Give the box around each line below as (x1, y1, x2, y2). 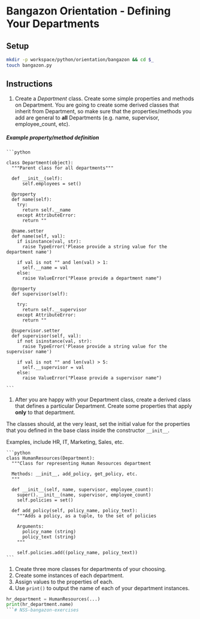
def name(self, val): (11, 233, 66, 239)
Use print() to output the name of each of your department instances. (14, 584, 190, 591)
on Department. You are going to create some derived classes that (14, 101, 180, 109)
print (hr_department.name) (6, 602, 74, 608)
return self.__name (22, 207, 71, 213)
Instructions (6, 79, 53, 89)
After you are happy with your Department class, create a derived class (14, 396, 191, 403)
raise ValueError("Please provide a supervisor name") (22, 375, 162, 381)
